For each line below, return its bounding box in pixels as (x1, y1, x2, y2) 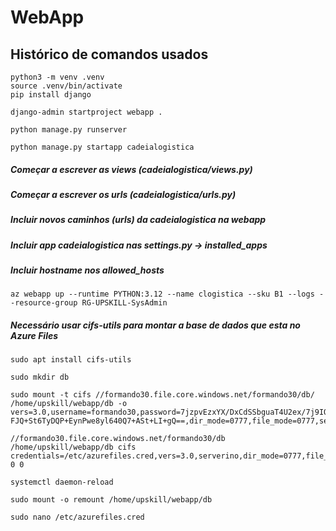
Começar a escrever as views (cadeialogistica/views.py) (10, 163, 253, 175)
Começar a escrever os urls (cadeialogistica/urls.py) (10, 188, 237, 200)
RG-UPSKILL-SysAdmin (81, 298, 168, 308)
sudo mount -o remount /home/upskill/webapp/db (10, 495, 213, 505)
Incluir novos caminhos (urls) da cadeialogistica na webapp (10, 214, 267, 226)
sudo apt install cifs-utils (10, 355, 132, 365)
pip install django (10, 90, 92, 100)
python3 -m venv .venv (10, 72, 105, 82)
